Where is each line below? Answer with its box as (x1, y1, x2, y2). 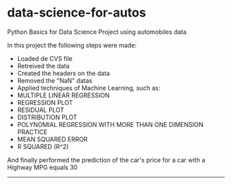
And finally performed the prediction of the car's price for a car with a (7, 155, 206, 164)
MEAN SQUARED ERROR (17, 135, 88, 143)
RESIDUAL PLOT (17, 106, 64, 114)
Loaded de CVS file (17, 54, 72, 63)
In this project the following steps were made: (7, 41, 137, 49)
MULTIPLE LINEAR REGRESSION (17, 91, 110, 99)
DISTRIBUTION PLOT (17, 113, 77, 121)
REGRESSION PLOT (17, 98, 73, 106)
